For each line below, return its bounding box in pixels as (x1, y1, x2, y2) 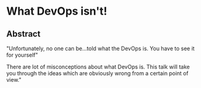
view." (6, 76, 21, 83)
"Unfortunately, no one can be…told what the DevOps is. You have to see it (6, 45, 195, 52)
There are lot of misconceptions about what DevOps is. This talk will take (6, 63, 190, 70)
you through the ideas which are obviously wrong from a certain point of (6, 70, 189, 77)
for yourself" (6, 51, 38, 59)
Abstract (6, 29, 41, 39)
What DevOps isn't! (6, 4, 108, 18)
